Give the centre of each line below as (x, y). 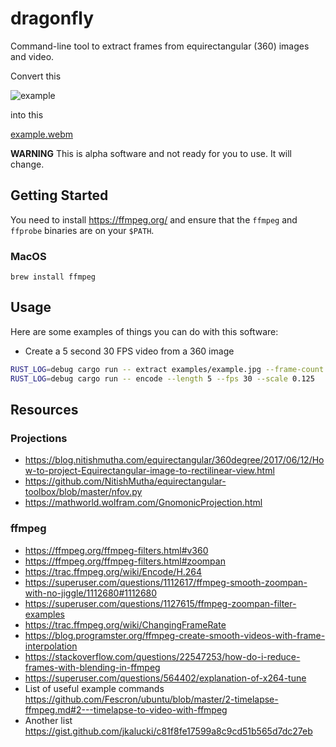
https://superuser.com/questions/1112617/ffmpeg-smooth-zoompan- (166, 582)
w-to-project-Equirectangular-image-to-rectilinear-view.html (149, 471)
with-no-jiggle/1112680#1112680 (91, 593)
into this (27, 114)
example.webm (41, 134)
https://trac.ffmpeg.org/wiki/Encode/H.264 (113, 571)
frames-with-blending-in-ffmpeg (92, 667)
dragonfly (52, 18)
